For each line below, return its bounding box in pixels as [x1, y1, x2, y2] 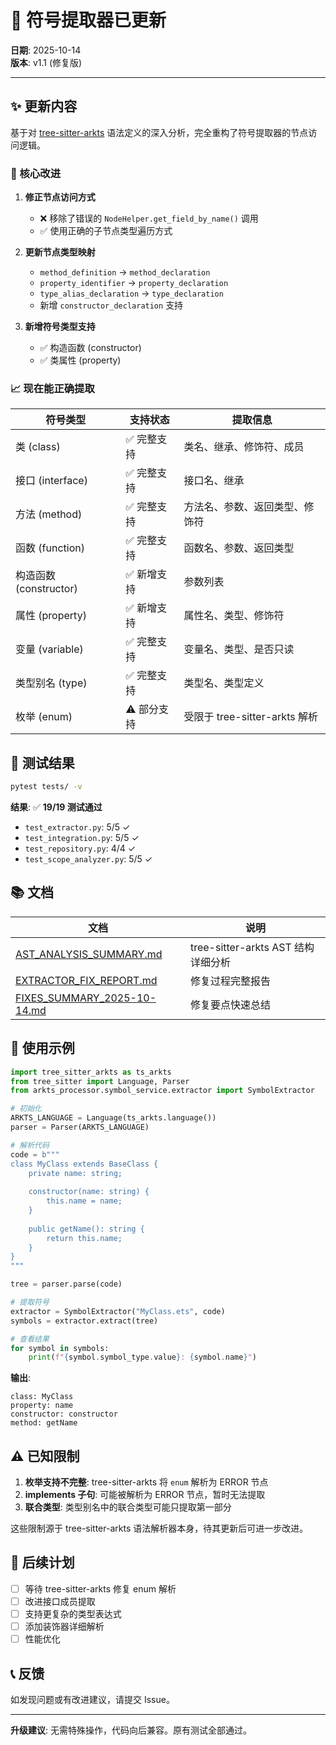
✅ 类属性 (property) [39, 354, 122, 366]
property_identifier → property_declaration [39, 277, 229, 289]
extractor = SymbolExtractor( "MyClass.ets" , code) [10, 1306, 226, 1316]
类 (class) [15, 440, 61, 454]
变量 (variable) [15, 642, 84, 656]
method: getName [10, 1418, 78, 1428]
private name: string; [28, 1168, 123, 1178]
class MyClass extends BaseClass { [10, 1159, 159, 1169]
